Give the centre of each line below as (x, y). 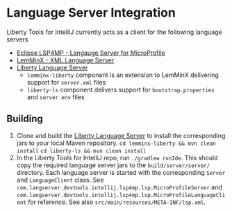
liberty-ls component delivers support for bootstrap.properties (121, 90)
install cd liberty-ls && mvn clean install (81, 151)
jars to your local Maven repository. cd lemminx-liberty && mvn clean (116, 143)
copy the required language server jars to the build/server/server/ (113, 165)
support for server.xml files (66, 82)
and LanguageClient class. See (60, 180)
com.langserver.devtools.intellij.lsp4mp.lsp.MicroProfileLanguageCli (121, 195)
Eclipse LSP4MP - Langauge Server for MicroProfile (91, 53)
